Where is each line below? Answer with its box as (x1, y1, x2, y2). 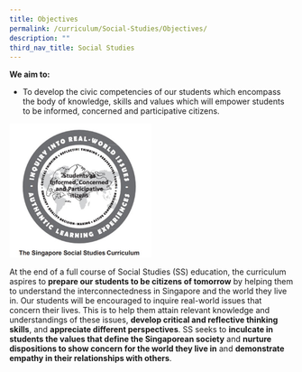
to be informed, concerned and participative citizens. (22, 106, 220, 116)
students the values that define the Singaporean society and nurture (9, 333, 272, 344)
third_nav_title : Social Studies (9, 43, 135, 52)
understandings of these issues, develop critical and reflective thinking (9, 314, 279, 325)
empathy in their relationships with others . (9, 352, 172, 363)
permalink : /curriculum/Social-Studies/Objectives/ (9, 23, 207, 33)
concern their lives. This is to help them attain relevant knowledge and (9, 304, 270, 315)
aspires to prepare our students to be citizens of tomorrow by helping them (9, 275, 294, 286)
